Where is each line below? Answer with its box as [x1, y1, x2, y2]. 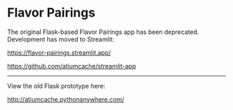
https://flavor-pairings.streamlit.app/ [7, 48, 111, 57]
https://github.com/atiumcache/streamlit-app [7, 62, 137, 70]
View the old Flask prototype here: [7, 82, 106, 90]
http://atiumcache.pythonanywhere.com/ [7, 95, 125, 103]
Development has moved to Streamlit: [7, 35, 114, 43]
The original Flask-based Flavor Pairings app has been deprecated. [7, 28, 199, 36]
